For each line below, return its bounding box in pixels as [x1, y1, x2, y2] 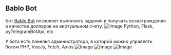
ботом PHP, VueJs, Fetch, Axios [5, 43, 74, 50]
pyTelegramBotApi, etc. [5, 28, 55, 35]
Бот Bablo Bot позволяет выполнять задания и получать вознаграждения [5, 17, 166, 23]
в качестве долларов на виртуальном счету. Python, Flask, [5, 23, 154, 29]
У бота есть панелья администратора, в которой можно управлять [5, 38, 153, 44]
